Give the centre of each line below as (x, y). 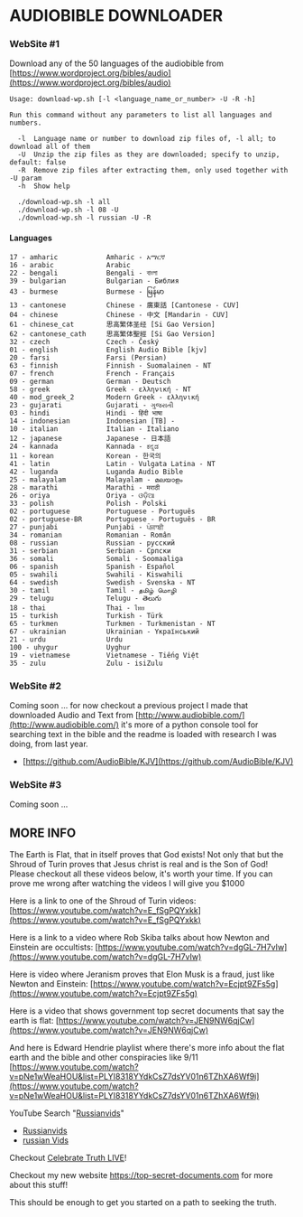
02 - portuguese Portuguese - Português (102, 511)
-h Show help (44, 186)
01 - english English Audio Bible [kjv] (108, 350)
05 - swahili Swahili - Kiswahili (96, 575)
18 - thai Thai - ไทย (77, 608)
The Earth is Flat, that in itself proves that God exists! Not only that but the (147, 855)
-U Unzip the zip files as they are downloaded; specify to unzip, (149, 154)
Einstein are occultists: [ (54, 947)
